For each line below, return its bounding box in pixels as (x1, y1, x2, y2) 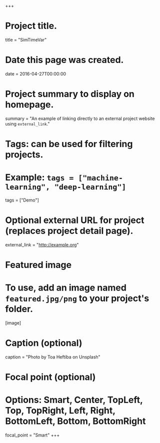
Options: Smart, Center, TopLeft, (5, 394, 143, 405)
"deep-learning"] (54, 182, 126, 192)
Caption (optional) (5, 337, 82, 349)
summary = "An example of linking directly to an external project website (5, 115, 155, 121)
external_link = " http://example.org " (5, 241, 79, 247)
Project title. (5, 20, 57, 31)
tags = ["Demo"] (5, 197, 39, 203)
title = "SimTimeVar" (5, 36, 47, 42)
